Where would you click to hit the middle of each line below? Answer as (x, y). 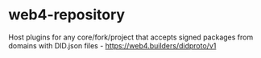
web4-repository (67, 15)
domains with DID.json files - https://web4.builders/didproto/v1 (112, 45)
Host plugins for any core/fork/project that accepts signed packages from (131, 37)
